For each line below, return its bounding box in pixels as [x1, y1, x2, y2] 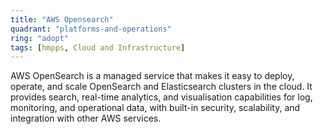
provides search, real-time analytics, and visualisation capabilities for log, [10, 91, 313, 103]
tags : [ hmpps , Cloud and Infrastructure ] [10, 42, 186, 53]
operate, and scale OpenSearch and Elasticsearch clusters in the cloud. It [10, 81, 313, 93]
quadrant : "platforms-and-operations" [10, 24, 172, 34]
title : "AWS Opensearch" [10, 14, 114, 25]
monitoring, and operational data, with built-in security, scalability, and [10, 102, 301, 114]
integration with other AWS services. [10, 112, 162, 125]
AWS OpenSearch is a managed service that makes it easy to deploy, [10, 70, 295, 82]
